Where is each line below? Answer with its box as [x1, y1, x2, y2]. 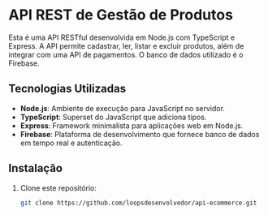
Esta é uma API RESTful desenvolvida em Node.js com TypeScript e [8, 32, 236, 42]
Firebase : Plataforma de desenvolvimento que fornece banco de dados [19, 129, 260, 139]
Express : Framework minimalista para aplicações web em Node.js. [19, 120, 244, 131]
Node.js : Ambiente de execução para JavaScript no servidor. [19, 103, 226, 113]
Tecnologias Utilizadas [8, 82, 127, 96]
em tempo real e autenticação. [19, 138, 123, 148]
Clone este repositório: [19, 183, 97, 192]
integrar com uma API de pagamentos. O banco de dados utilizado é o [8, 49, 244, 59]
